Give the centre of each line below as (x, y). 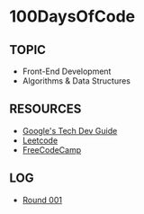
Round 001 (42, 200)
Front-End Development (67, 71)
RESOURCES (45, 109)
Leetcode (40, 140)
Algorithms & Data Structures (76, 81)
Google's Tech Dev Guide (70, 130)
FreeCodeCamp (52, 149)
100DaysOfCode (72, 17)
